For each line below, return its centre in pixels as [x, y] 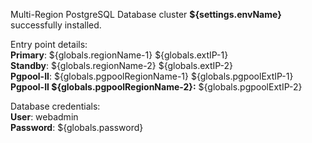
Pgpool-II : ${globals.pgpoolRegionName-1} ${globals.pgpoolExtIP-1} [152, 76]
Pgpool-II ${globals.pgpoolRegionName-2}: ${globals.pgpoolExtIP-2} [156, 87]
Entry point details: [49, 44]
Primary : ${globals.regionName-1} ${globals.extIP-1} [119, 55]
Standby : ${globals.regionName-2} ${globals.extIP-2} [122, 65]
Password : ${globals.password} [77, 127]
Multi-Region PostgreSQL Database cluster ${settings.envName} [146, 14]
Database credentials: [55, 106]
